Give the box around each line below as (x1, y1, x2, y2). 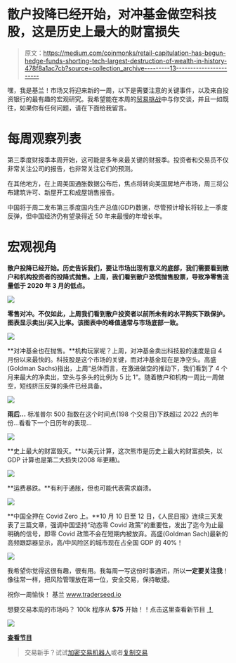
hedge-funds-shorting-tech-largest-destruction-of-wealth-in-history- (24, 56, 227, 65)
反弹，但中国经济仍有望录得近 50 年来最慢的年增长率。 (7, 212, 166, 220)
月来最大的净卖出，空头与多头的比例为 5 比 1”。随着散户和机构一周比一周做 (7, 372, 225, 381)
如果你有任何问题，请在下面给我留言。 (19, 103, 131, 112)
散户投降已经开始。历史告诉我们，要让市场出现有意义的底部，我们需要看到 (7, 263, 223, 272)
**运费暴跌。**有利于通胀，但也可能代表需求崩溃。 (7, 484, 156, 492)
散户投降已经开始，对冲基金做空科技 (7, 6, 217, 23)
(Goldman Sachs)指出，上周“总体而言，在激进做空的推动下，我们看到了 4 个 (7, 364, 228, 372)
